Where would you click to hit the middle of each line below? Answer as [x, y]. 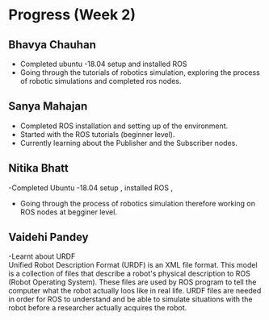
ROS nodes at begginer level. [68, 212]
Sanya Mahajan [48, 106]
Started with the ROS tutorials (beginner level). [97, 134]
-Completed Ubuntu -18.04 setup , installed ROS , [91, 188]
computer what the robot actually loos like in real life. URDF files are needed [135, 291]
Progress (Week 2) [72, 15]
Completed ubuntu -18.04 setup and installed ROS [103, 64]
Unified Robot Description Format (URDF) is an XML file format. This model [133, 265]
